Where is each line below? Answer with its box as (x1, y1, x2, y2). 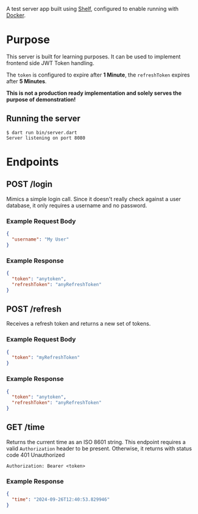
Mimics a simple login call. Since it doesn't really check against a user (6, 195, 181, 202)
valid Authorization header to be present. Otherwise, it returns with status (6, 445, 193, 452)
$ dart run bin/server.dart (6, 129, 78, 135)
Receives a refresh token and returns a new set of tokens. (6, 320, 151, 327)
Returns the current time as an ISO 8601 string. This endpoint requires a (6, 438, 186, 445)
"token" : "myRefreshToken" (12, 355, 80, 361)
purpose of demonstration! (6, 95, 76, 103)
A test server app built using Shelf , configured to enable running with (6, 5, 179, 12)
